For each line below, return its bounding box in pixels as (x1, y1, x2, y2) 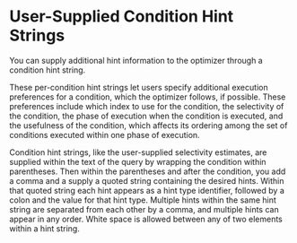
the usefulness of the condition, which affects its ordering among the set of (9, 119, 288, 131)
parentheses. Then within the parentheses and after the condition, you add (9, 166, 286, 177)
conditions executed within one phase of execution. (9, 129, 200, 140)
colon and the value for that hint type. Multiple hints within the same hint (9, 195, 276, 205)
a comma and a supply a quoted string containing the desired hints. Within (9, 175, 284, 186)
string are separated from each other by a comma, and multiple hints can (9, 204, 280, 214)
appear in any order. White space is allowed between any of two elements (9, 213, 283, 224)
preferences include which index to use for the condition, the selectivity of (9, 100, 284, 111)
